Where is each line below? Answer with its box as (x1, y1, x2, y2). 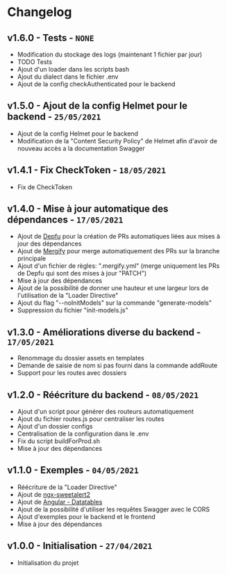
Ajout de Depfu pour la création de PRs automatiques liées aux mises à (17, 232, 221, 241)
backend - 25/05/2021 (7, 111, 101, 122)
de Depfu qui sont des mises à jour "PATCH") (17, 269, 147, 278)
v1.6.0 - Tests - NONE (7, 32, 95, 44)
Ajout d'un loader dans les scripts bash (17, 65, 130, 73)
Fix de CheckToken (17, 182, 73, 191)
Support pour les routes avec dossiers (17, 369, 127, 377)
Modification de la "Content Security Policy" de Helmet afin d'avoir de (17, 136, 217, 145)
